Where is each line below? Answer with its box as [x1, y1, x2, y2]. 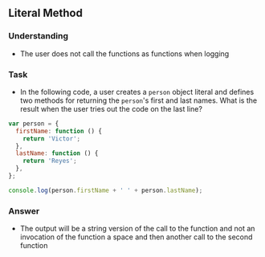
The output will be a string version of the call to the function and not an [19, 224, 255, 234]
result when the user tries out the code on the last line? [19, 104, 203, 113]
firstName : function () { [15, 127, 103, 135]
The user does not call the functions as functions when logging [19, 48, 230, 59]
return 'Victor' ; [22, 134, 81, 143]
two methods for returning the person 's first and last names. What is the [19, 96, 258, 105]
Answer [8, 205, 40, 216]
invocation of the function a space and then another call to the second [19, 232, 253, 242]
